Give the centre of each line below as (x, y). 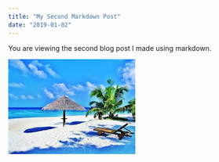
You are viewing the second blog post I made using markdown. (110, 48)
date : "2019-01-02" (40, 25)
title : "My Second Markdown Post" (65, 16)
